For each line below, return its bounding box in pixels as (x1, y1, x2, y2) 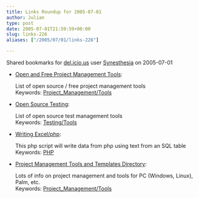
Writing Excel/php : (15, 131, 62, 137)
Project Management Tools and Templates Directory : (15, 160, 147, 167)
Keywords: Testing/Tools (15, 119, 77, 126)
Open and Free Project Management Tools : (15, 71, 123, 78)
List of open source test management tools (15, 113, 123, 119)
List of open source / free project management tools (15, 82, 146, 90)
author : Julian (6, 15, 45, 21)
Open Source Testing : (15, 101, 70, 108)
